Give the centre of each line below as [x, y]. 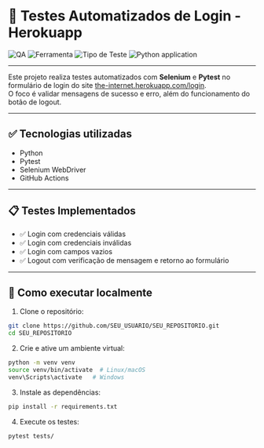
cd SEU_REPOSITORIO [40, 333]
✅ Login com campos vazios [66, 251]
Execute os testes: [49, 421]
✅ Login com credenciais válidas [73, 234]
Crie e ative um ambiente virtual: [72, 348]
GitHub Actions [44, 178]
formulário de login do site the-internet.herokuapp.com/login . [107, 85]
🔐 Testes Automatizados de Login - [125, 16]
